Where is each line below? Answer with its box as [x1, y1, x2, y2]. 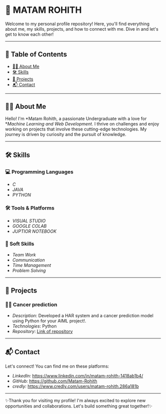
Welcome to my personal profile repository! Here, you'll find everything [5, 21, 150, 27]
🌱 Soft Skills [5, 241, 35, 248]
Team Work [12, 251, 36, 257]
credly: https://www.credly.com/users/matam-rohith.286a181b [12, 383, 139, 389]
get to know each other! [5, 31, 54, 37]
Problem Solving [12, 267, 46, 273]
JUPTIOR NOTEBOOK [12, 228, 57, 234]
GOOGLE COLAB [12, 223, 47, 229]
